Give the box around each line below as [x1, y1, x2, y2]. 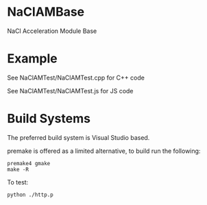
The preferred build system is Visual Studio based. [7, 133, 150, 141]
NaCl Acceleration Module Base [7, 27, 97, 35]
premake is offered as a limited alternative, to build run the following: [7, 147, 201, 155]
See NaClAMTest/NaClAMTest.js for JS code [7, 86, 134, 95]
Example [7, 51, 58, 67]
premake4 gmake [7, 160, 51, 167]
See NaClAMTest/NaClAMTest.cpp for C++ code [7, 73, 145, 82]
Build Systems [7, 111, 91, 127]
